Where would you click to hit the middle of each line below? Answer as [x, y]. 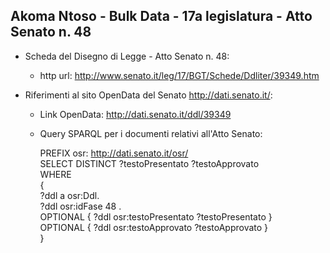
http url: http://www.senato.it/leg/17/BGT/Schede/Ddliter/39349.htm [179, 75]
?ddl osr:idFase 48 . [80, 206]
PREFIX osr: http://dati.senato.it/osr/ [114, 153]
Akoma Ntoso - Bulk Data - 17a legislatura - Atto [161, 16]
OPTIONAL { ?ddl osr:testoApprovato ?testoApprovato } [154, 227]
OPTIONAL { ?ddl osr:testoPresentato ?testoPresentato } [156, 216]
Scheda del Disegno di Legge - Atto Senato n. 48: [127, 56]
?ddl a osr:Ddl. [69, 195]
